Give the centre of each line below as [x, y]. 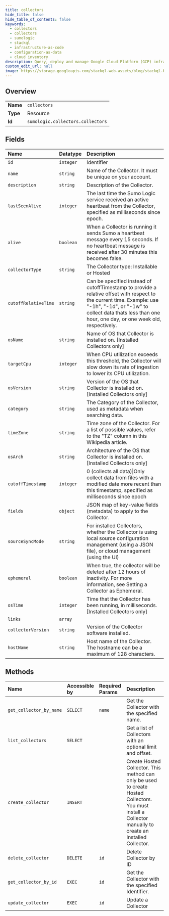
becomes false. [105, 258]
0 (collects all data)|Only [115, 471]
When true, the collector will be [123, 565]
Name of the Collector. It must [122, 170]
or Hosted [98, 272]
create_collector [28, 803]
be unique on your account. [119, 176]
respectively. [102, 325]
